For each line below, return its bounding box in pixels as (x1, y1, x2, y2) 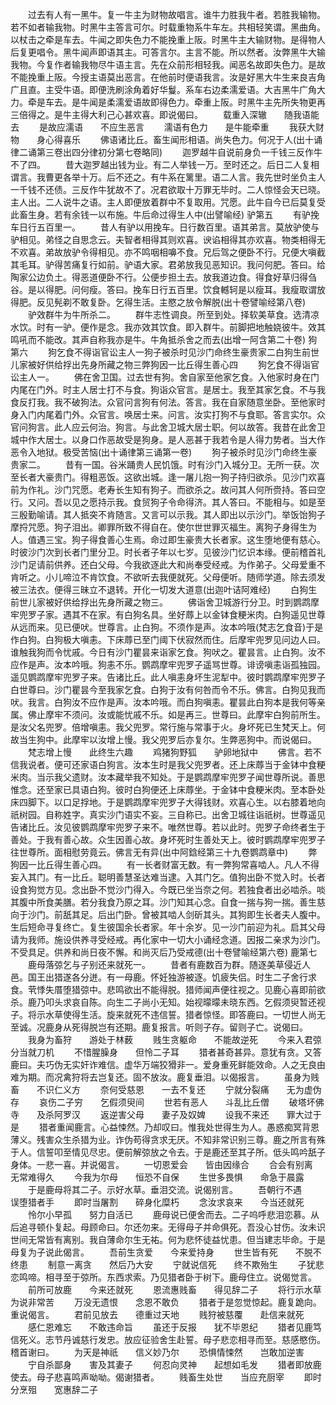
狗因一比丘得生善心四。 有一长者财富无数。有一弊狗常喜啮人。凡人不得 (10, 859, 320, 870)
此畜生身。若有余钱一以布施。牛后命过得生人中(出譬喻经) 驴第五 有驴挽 (10, 209, 320, 220)
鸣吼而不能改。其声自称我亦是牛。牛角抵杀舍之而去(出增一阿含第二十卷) (10, 334, 307, 345)
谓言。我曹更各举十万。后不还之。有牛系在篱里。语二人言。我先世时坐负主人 (10, 171, 326, 183)
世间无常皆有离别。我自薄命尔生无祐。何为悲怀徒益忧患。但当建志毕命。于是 (10, 1234, 326, 1245)
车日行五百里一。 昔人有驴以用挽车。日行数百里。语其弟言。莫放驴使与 (10, 221, 320, 233)
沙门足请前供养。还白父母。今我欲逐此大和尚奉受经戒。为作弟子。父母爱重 (10, 559, 317, 570)
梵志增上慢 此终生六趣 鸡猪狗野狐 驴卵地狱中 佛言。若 (27, 746, 313, 758)
